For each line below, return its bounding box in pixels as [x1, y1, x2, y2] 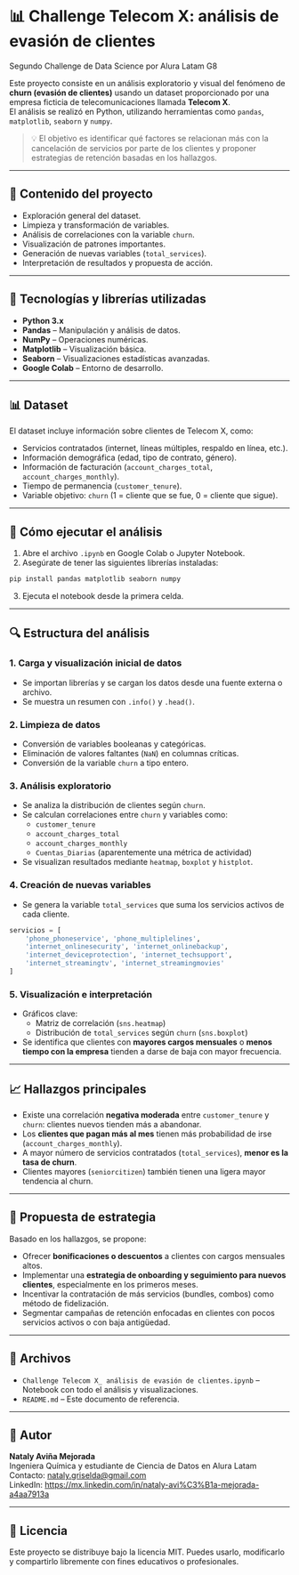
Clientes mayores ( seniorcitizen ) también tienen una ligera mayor [21, 1167, 266, 1176]
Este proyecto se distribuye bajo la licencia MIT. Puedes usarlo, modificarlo [9, 1547, 285, 1557]
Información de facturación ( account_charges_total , [21, 462, 214, 472]
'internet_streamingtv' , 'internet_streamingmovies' [25, 959, 225, 968]
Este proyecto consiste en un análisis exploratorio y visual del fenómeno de [9, 77, 287, 88]
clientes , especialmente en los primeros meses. [21, 1279, 198, 1289]
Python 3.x [21, 315, 64, 326]
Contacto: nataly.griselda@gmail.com [9, 1470, 147, 1481]
